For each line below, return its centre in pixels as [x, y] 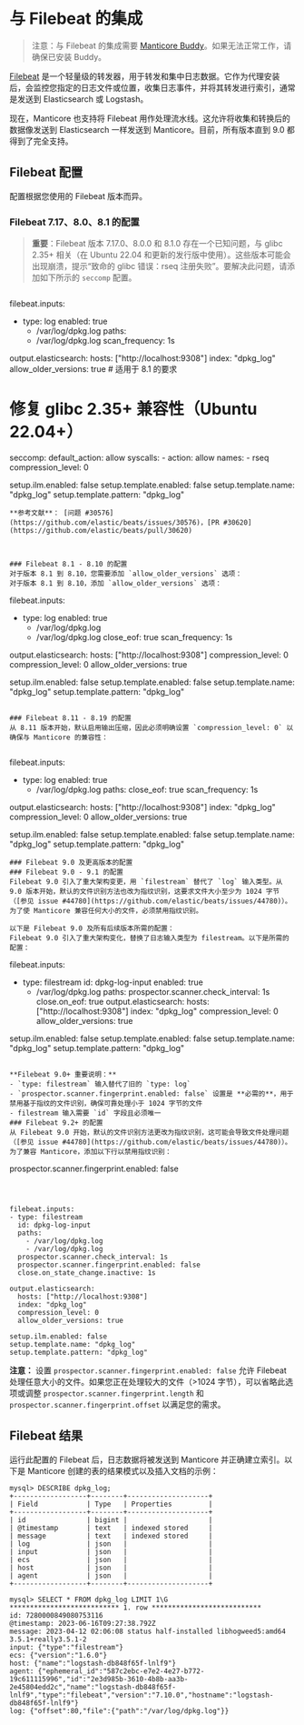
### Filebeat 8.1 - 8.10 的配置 [69, 564]
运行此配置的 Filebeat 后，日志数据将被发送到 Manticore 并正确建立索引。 [147, 1459]
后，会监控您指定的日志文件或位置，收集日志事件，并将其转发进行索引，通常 [152, 87]
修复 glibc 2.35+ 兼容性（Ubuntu [133, 409]
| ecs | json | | [111, 1560]
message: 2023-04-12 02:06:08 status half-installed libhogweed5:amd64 [147, 1631]
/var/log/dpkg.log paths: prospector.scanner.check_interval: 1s [153, 991]
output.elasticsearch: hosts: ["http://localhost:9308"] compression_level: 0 [149, 655]
